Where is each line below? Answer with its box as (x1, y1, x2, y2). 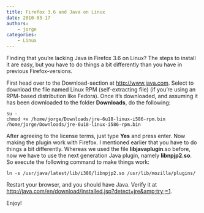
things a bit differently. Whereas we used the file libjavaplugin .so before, (6, 145, 191, 152)
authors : (6, 20, 29, 26)
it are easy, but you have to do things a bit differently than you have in (6, 61, 183, 68)
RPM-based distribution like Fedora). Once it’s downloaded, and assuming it (6, 93, 198, 99)
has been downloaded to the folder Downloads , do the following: (6, 99, 171, 106)
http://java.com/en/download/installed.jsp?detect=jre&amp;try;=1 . (6, 188, 173, 195)
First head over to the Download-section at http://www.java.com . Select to (6, 79, 194, 87)
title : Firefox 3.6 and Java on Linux (6, 9, 105, 15)
